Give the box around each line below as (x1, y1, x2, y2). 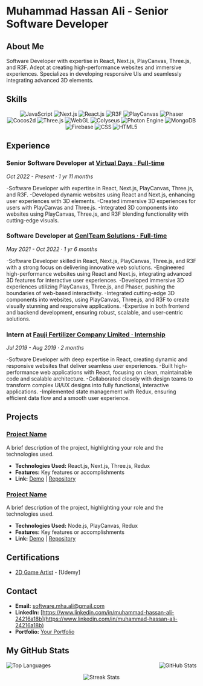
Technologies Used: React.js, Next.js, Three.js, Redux (14, 462, 150, 469)
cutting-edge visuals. (6, 216, 59, 224)
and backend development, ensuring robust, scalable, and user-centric (6, 308, 183, 316)
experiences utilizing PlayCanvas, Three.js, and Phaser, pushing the (6, 283, 175, 290)
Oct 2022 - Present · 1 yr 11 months (6, 173, 94, 180)
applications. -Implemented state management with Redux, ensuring (6, 388, 176, 395)
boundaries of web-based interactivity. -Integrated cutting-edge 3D (6, 289, 175, 296)
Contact (6, 586, 37, 596)
